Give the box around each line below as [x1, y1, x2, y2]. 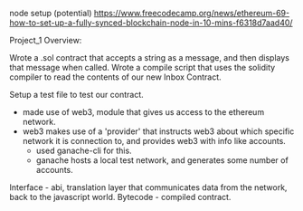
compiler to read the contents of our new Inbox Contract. [9, 72, 222, 82]
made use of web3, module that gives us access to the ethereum [22, 107, 265, 117]
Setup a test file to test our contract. [9, 90, 145, 100]
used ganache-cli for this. [35, 145, 133, 156]
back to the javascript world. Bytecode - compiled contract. [9, 192, 232, 202]
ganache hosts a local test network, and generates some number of [35, 155, 289, 166]
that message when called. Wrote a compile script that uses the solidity [9, 62, 276, 72]
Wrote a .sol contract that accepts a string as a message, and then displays [9, 53, 289, 62]
